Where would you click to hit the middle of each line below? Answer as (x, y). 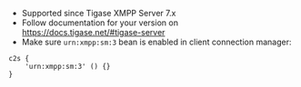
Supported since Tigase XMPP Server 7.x (99, 13)
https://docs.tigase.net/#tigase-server (93, 32)
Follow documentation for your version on (100, 23)
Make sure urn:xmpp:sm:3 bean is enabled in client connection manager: (156, 42)
